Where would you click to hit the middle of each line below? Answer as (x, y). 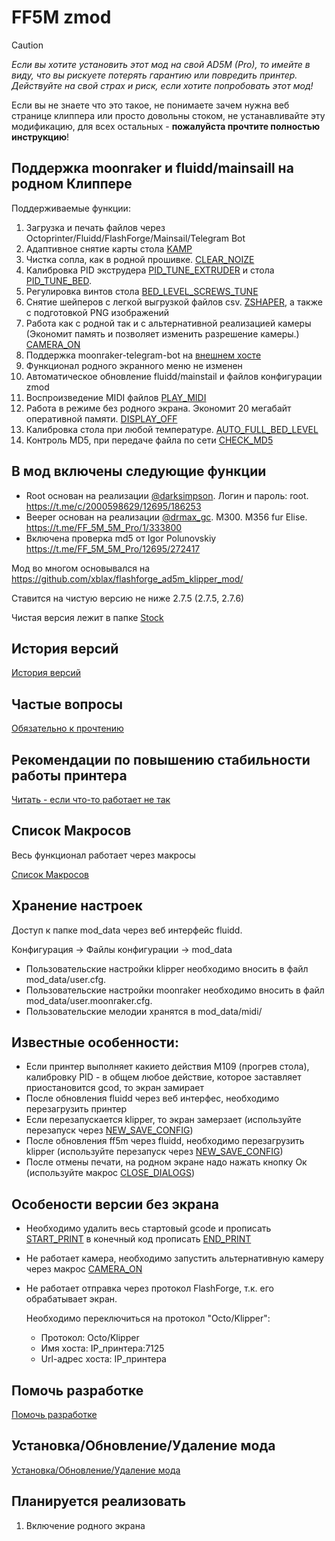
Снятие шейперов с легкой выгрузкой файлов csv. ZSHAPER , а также (174, 302)
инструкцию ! (40, 137)
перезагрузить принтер (76, 1109)
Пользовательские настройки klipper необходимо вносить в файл (167, 968)
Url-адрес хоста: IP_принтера (103, 1359)
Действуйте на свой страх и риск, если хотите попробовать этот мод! (162, 85)
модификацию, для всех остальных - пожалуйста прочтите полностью (166, 126)
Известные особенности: (95, 1042)
